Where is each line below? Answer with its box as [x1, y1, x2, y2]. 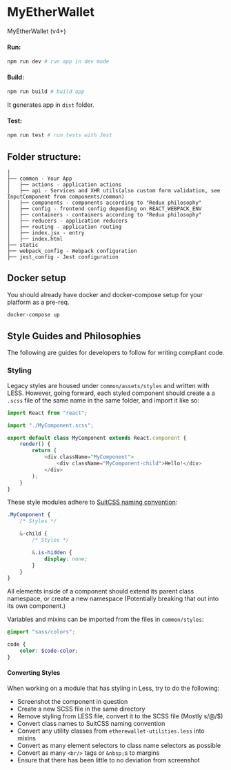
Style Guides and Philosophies [7, 330, 141, 342]
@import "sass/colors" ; [7, 629, 76, 636]
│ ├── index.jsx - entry [7, 229, 85, 236]
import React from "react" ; [7, 409, 88, 416]
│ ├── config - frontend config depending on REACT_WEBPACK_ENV [7, 205, 202, 212]
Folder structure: [7, 151, 81, 163]
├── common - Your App [7, 175, 72, 182]
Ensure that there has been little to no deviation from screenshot [17, 756, 200, 764]
